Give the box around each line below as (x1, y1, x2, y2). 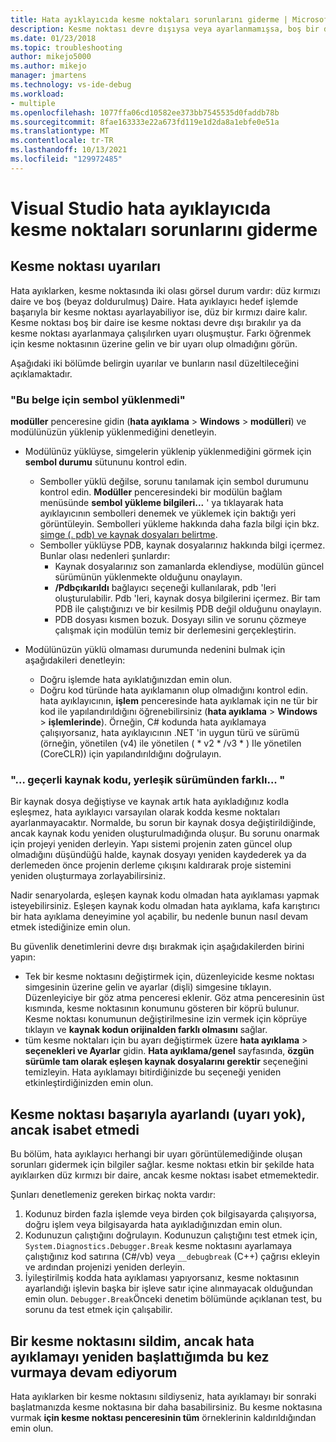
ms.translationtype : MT (10, 126, 110, 136)
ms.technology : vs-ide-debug (10, 80, 132, 90)
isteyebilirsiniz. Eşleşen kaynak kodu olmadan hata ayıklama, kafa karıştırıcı (10, 900, 320, 912)
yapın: (10, 951, 36, 963)
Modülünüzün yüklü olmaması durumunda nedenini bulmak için (24, 644, 286, 656)
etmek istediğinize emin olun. (10, 921, 131, 933)
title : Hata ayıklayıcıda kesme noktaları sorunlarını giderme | (10, 14, 288, 25)
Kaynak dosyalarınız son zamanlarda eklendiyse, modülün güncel (54, 561, 325, 573)
